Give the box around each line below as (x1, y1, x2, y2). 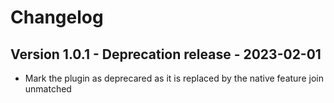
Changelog (10, 6, 104, 29)
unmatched (24, 83, 72, 95)
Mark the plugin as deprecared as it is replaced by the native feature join (24, 72, 324, 84)
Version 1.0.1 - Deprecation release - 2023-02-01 (10, 46, 322, 63)
